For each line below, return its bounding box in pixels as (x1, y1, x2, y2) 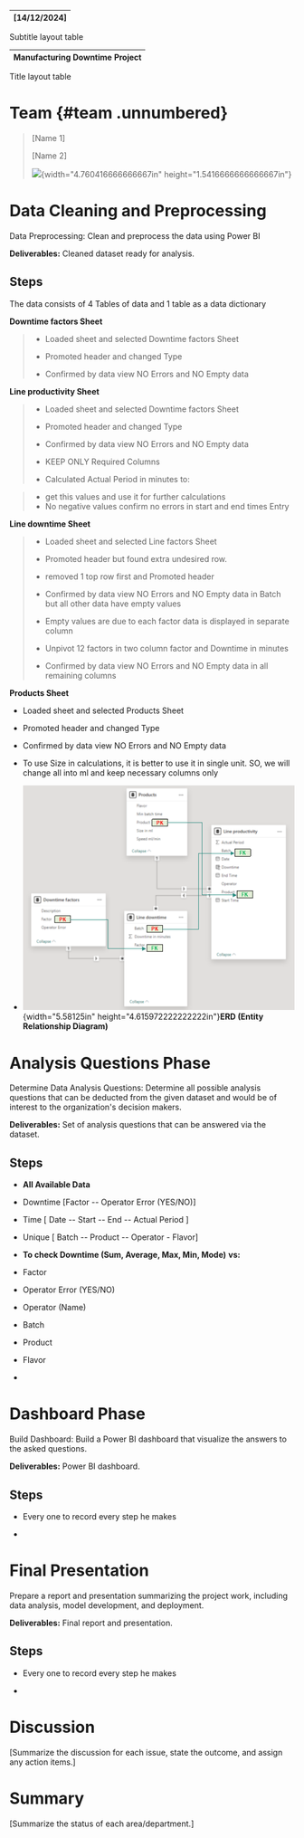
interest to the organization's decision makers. (9, 1101, 183, 1113)
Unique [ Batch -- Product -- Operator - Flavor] (22, 1232, 199, 1243)
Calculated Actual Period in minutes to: (44, 473, 190, 484)
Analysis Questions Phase (9, 1052, 211, 1073)
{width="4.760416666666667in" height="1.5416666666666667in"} (40, 168, 292, 179)
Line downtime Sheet (9, 518, 90, 529)
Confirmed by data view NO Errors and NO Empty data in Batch (44, 588, 282, 599)
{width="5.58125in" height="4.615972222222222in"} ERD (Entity (22, 1011, 264, 1023)
